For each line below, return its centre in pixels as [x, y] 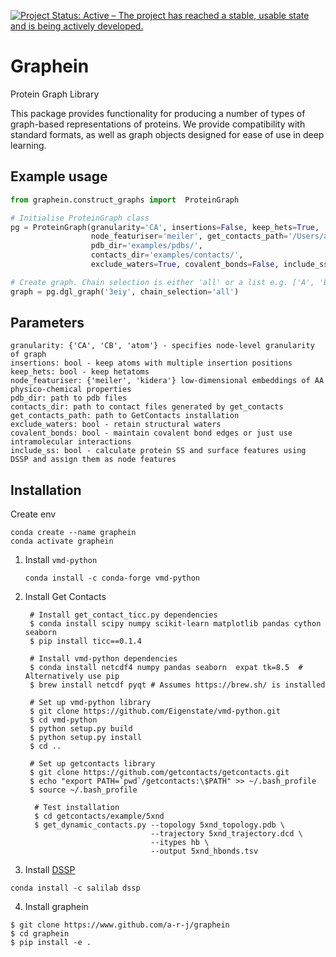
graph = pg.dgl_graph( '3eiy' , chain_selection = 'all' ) [125, 291]
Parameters [47, 323]
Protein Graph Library [55, 94]
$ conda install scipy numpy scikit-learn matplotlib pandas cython [175, 624]
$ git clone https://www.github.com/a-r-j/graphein [120, 925]
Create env [33, 514]
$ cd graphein [40, 934]
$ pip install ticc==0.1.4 [85, 641]
